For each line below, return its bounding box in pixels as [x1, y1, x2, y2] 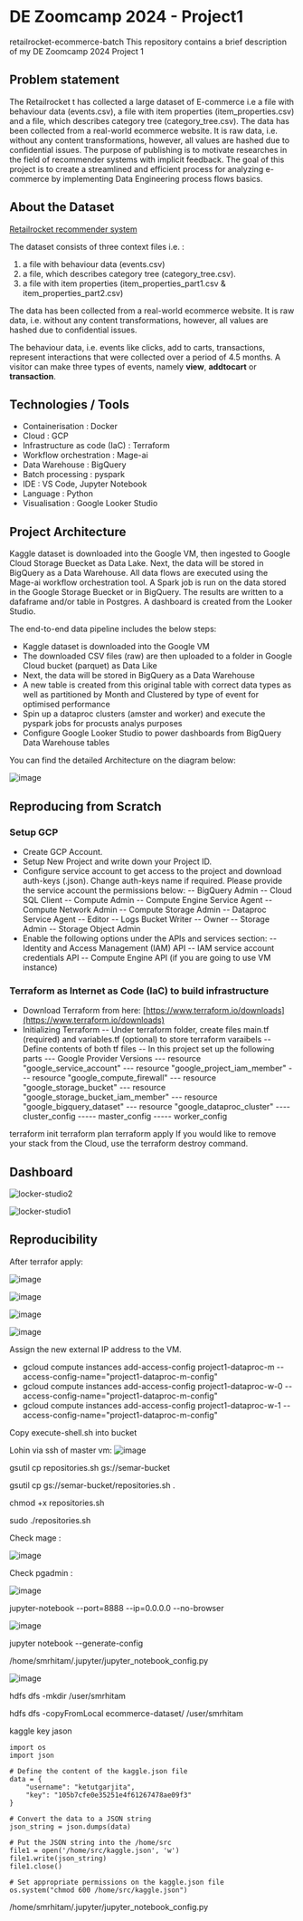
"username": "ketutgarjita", [25, 1782, 136, 1791]
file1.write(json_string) [9, 1854, 107, 1863]
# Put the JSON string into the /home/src [9, 1838, 172, 1847]
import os [9, 1743, 47, 1752]
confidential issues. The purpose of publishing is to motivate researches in [9, 144, 288, 155]
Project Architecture [9, 523, 127, 540]
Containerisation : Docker [22, 421, 118, 432]
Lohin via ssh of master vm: [9, 1445, 113, 1455]
